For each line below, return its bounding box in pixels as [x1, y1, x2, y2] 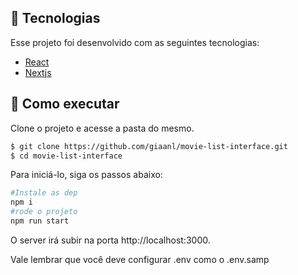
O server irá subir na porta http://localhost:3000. [10, 234, 211, 246]
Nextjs [24, 66, 52, 78]
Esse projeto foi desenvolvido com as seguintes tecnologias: [10, 36, 260, 48]
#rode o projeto [10, 207, 78, 217]
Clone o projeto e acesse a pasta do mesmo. [10, 122, 195, 134]
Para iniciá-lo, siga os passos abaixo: [10, 169, 163, 181]
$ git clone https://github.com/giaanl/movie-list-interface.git [10, 141, 288, 151]
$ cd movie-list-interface [10, 151, 123, 161]
